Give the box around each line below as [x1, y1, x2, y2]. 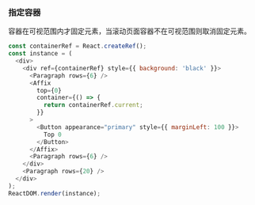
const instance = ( [8, 50, 73, 58]
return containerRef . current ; [43, 101, 144, 109]
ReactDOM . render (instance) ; [8, 189, 101, 197]
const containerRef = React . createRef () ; [8, 42, 147, 51]
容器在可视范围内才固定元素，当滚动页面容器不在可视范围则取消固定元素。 [8, 26, 251, 36]
